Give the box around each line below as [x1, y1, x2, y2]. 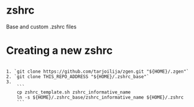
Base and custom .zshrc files [6, 23, 77, 30]
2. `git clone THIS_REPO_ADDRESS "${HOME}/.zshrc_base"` [6, 73, 150, 80]
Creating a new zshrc [6, 44, 113, 57]
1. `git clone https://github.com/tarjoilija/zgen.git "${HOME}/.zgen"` [6, 69, 189, 74]
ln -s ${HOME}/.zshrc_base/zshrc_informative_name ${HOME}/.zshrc [17, 94, 184, 100]
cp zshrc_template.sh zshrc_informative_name [17, 89, 131, 95]
